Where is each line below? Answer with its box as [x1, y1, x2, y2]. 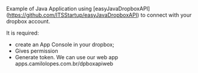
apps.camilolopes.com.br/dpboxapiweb [14, 60, 113, 67]
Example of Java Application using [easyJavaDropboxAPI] [6, 5, 150, 12]
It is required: [6, 29, 39, 36]
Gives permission [14, 47, 58, 54]
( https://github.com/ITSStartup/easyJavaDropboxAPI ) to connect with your [6, 11, 192, 19]
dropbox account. [6, 18, 51, 25]
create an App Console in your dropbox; [14, 41, 114, 48]
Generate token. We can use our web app [14, 54, 119, 60]
